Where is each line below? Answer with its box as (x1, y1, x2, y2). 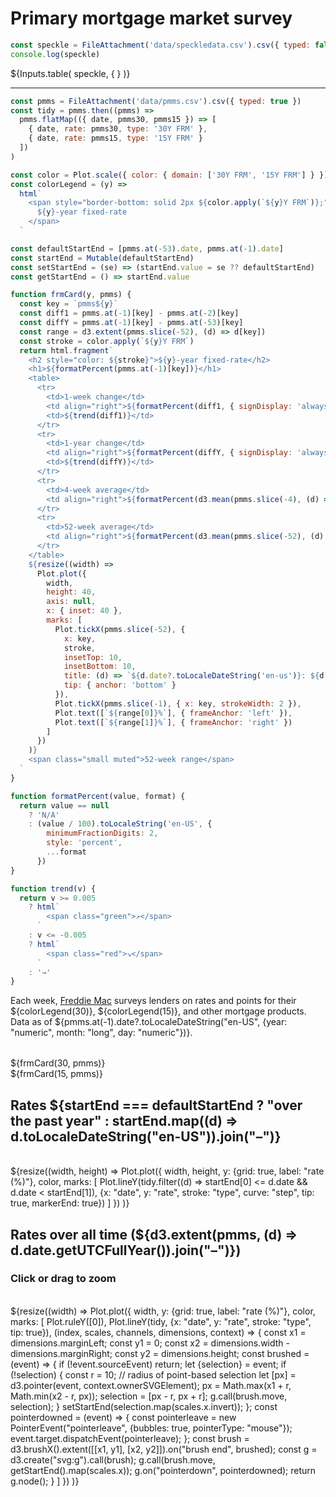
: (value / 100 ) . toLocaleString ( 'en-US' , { (28, 819, 213, 829)
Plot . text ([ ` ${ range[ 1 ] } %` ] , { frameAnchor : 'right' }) (54, 717, 293, 727)
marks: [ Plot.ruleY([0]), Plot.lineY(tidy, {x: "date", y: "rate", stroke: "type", (10, 1315, 312, 1327)
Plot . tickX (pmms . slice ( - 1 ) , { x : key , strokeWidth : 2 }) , (54, 698, 302, 709)
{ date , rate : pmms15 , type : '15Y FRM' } (28, 133, 203, 144)
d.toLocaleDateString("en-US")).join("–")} (10, 1128, 282, 1145)
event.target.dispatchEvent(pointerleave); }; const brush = (10, 1432, 250, 1444)
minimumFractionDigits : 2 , (46, 828, 159, 839)
